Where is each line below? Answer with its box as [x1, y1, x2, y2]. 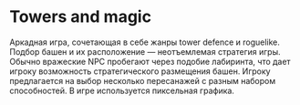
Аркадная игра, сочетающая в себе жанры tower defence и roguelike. [9, 37, 281, 47]
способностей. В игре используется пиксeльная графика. [9, 85, 235, 96]
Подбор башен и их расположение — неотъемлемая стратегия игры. [9, 46, 281, 57]
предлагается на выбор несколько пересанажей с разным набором [9, 75, 276, 86]
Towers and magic [9, 6, 152, 27]
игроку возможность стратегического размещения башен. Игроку [9, 66, 271, 77]
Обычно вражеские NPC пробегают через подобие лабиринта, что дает [9, 56, 291, 67]
